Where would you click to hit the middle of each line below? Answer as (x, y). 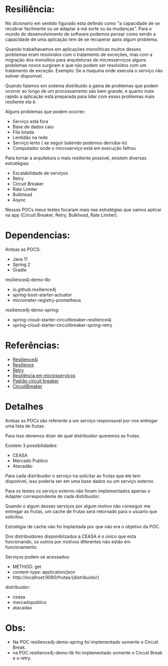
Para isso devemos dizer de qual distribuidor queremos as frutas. (73, 435)
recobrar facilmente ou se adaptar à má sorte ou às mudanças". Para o (78, 28)
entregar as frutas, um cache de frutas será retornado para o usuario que (81, 511)
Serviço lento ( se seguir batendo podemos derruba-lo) (70, 143)
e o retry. (22, 658)
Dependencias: (38, 235)
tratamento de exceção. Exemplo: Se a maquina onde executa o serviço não (84, 70)
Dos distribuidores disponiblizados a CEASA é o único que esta (71, 536)
